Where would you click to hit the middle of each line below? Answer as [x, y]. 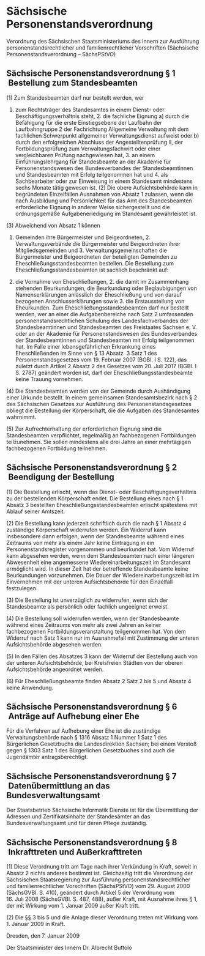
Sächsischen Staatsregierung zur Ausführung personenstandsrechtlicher [99, 880]
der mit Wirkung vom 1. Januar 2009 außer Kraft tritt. [73, 906]
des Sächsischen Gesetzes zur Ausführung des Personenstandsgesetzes [99, 404]
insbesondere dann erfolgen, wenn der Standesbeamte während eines [95, 536]
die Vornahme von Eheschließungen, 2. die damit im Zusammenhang [102, 281]
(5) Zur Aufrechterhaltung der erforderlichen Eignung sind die [84, 429]
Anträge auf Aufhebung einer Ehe [74, 716]
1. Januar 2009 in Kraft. [36, 924]
